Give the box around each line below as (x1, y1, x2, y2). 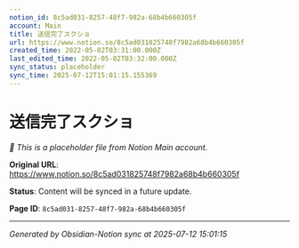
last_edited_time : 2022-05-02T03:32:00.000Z (9, 54, 177, 63)
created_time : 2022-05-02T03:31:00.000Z (9, 46, 162, 55)
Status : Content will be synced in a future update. (9, 186, 192, 196)
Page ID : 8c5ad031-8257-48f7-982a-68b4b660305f (9, 203, 187, 213)
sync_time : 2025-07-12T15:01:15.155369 (9, 71, 158, 80)
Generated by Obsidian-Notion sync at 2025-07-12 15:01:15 (9, 228, 228, 239)
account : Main (9, 21, 62, 30)
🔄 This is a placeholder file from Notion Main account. (9, 141, 208, 152)
